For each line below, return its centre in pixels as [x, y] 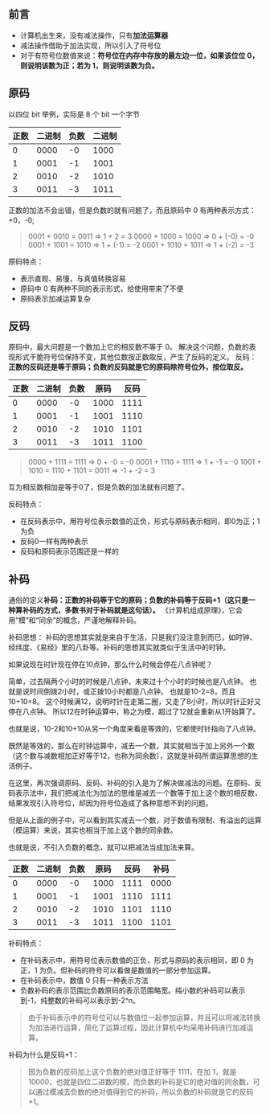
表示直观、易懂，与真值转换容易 [73, 278]
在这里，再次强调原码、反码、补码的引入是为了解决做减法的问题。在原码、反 [135, 783]
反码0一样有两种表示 [54, 542]
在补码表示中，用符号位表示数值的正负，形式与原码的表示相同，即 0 [132, 960]
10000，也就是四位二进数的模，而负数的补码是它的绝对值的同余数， [140, 1082]
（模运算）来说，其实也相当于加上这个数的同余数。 [93, 830]
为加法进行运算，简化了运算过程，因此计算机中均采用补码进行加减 [137, 1028]
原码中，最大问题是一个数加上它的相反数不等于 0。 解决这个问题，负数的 [129, 347]
